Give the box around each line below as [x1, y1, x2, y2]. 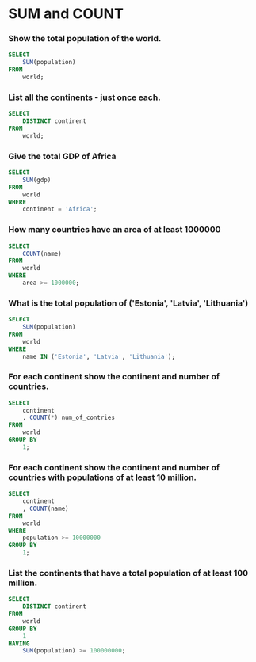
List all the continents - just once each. [8, 92, 161, 103]
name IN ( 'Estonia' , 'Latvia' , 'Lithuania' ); [22, 352, 176, 360]
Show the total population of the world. [8, 33, 162, 44]
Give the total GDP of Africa [8, 150, 117, 162]
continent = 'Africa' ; [22, 205, 97, 214]
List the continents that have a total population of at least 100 [8, 567, 249, 578]
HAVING [8, 639, 30, 648]
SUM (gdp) [22, 176, 52, 184]
